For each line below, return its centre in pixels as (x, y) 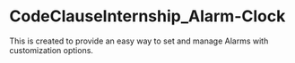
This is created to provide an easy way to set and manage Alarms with (139, 41)
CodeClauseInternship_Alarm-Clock (147, 16)
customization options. (52, 50)
